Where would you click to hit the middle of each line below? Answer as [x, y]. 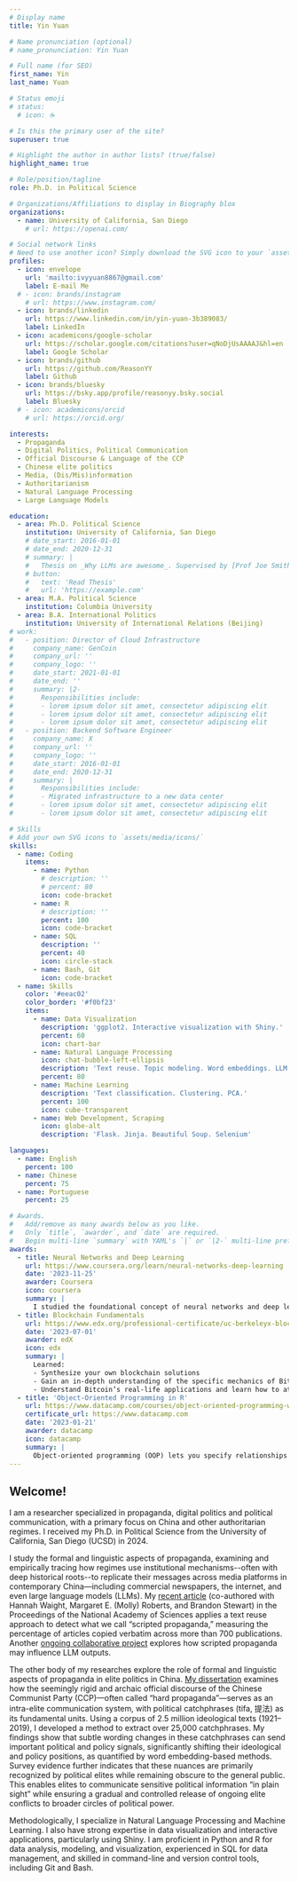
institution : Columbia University [89, 607]
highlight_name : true [49, 164]
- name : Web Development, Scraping [98, 1118]
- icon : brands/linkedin [63, 311]
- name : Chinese [47, 1175]
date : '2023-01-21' [61, 1423]
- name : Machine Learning [80, 1085]
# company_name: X [51, 739]
